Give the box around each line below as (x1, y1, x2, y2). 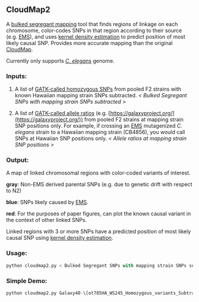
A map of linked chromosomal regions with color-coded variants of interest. (6, 169, 191, 177)
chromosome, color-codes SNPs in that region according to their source (6, 27, 182, 34)
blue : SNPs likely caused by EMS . (6, 199, 89, 206)
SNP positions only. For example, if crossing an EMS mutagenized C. (14, 122, 182, 129)
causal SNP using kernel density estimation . (6, 234, 114, 241)
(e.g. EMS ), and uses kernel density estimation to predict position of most (6, 33, 185, 40)
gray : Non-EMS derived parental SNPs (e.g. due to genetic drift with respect (6, 181, 192, 188)
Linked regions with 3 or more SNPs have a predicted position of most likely (6, 228, 191, 235)
